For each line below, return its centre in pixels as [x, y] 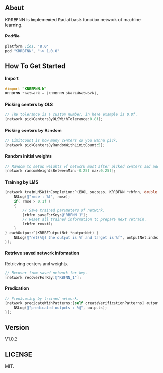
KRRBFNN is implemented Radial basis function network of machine [73, 19]
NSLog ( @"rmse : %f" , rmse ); [42, 197]
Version [17, 327]
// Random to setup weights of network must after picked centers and [78, 167]
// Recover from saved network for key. [47, 273]
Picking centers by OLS [29, 104]
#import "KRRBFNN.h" [26, 89]
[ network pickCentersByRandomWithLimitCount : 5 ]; [55, 145]
